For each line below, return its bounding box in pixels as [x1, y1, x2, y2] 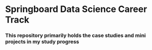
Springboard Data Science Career [5, 3, 148, 15]
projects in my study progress [5, 38, 80, 45]
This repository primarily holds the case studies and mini [5, 32, 146, 39]
